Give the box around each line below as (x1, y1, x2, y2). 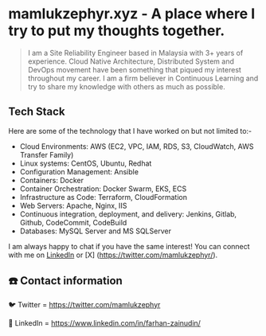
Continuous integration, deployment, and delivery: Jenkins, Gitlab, (19, 209, 237, 219)
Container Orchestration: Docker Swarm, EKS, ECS (19, 184, 187, 193)
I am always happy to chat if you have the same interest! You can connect (8, 241, 250, 251)
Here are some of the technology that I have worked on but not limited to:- (8, 126, 252, 135)
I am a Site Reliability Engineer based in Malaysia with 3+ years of (27, 48, 244, 57)
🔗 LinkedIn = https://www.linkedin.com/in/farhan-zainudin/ (8, 318, 201, 327)
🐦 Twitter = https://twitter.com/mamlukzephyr (8, 299, 161, 309)
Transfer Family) (19, 150, 74, 159)
